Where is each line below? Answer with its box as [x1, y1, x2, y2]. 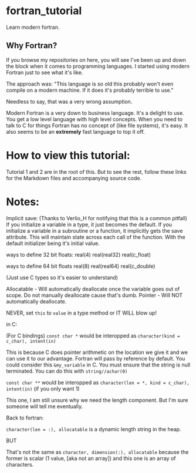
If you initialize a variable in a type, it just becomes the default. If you [6, 221, 172, 228]
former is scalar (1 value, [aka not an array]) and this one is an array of [6, 455, 176, 462]
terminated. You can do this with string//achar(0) [6, 367, 128, 375]
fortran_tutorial [6, 4, 82, 18]
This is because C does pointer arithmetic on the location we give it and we [6, 349, 188, 356]
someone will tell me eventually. [6, 402, 83, 410]
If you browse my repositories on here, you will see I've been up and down [6, 56, 186, 63]
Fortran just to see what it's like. [6, 69, 83, 76]
